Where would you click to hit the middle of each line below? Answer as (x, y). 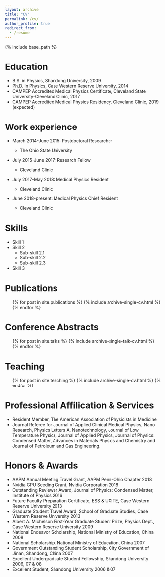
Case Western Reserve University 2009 (53, 527)
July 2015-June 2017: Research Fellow (51, 160)
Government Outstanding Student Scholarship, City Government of (81, 548)
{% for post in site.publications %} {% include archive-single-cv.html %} (86, 302)
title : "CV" (17, 14)
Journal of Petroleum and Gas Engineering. (56, 446)
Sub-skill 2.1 (32, 252)
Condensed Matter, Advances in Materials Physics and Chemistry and (83, 440)
